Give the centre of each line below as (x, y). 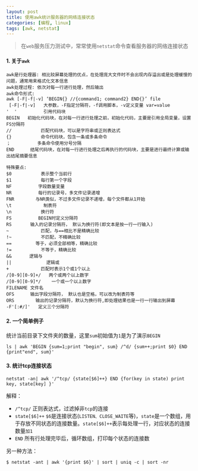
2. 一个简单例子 (25, 321)
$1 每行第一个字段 (39, 180)
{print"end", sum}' (30, 352)
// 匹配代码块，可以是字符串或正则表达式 (63, 131)
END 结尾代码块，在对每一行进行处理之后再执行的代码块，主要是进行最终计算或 (96, 150)
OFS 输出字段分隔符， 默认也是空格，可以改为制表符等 (70, 295)
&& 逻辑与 (24, 256)
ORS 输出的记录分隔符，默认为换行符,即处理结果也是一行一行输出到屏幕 (91, 301)
